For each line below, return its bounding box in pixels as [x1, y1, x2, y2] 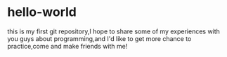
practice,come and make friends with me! [7, 42, 128, 50]
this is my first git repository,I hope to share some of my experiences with [7, 27, 220, 35]
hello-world [7, 4, 77, 20]
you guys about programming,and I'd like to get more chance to [7, 34, 192, 42]
